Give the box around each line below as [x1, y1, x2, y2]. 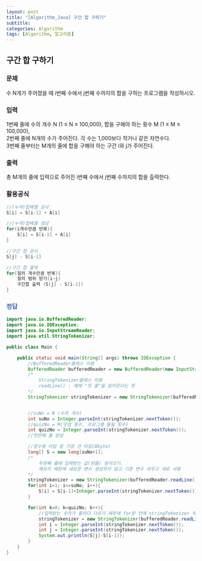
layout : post [6, 8, 39, 15]
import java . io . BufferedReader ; [6, 317, 87, 323]
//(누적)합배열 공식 [6, 204, 49, 210]
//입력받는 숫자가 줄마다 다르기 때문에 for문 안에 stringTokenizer [38, 510, 190, 516]
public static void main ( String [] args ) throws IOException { [17, 355, 176, 361]
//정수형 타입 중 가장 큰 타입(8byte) [28, 444, 111, 450]
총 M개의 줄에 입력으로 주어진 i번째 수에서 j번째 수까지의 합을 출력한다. [6, 173, 171, 181]
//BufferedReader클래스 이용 [28, 361, 94, 367]
